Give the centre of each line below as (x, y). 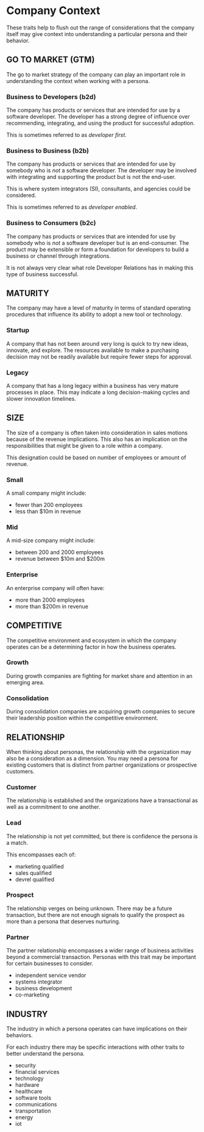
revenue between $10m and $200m (60, 559)
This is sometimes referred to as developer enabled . (72, 207)
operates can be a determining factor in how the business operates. (91, 647)
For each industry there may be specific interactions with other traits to (95, 1047)
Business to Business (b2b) (48, 150)
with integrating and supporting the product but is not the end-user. (91, 177)
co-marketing (32, 995)
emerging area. (25, 682)
